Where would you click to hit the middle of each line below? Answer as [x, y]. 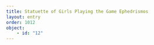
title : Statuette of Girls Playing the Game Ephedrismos [77, 11]
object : [16, 28]
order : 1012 [21, 22]
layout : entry [24, 17]
